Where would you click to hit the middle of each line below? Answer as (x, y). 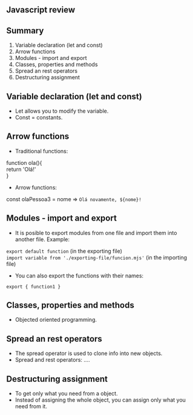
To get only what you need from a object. (66, 394)
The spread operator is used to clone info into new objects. (89, 353)
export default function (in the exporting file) (64, 251)
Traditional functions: (41, 151)
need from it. (31, 407)
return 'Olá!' (21, 169)
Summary (25, 31)
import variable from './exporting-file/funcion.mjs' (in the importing (97, 257)
